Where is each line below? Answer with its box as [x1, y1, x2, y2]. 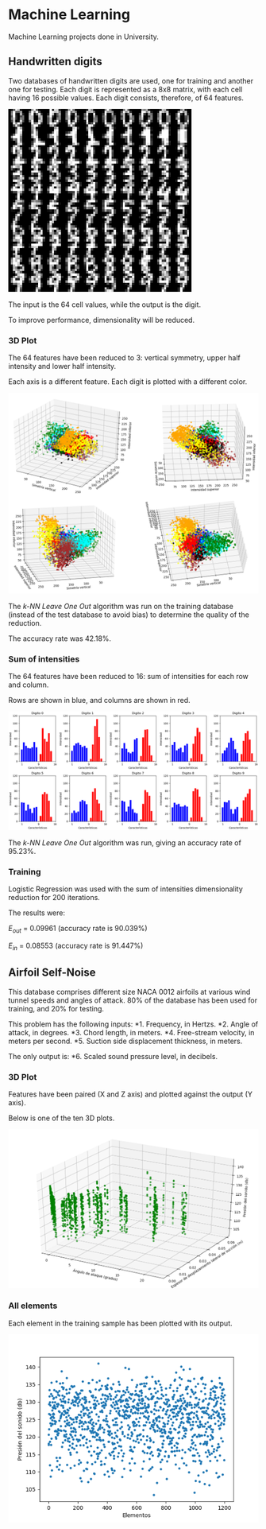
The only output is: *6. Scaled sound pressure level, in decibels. [8, 1051, 218, 1061]
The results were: [8, 908, 66, 918]
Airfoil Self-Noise [8, 966, 97, 980]
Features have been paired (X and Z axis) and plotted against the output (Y [8, 1089, 253, 1099]
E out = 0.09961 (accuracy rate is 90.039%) [8, 924, 148, 935]
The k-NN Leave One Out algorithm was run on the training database [8, 601, 234, 611]
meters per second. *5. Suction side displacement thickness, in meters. [8, 1036, 243, 1046]
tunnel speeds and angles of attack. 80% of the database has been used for [8, 995, 258, 1005]
